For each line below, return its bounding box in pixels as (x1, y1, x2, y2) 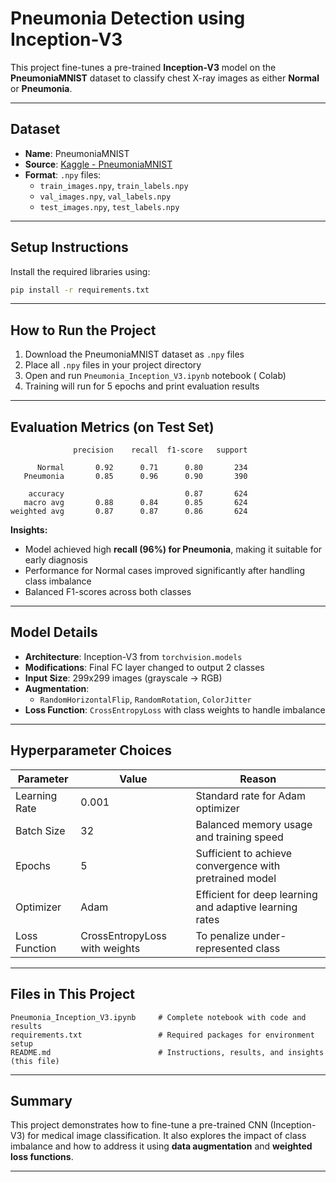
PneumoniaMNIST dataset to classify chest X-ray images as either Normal (10, 72, 320, 84)
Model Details (10, 624, 98, 641)
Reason (239, 772, 277, 786)
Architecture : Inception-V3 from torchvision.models (24, 650, 243, 662)
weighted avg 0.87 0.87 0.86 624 (10, 507, 248, 517)
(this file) (10, 1056, 60, 1066)
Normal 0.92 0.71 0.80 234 (36, 463, 248, 473)
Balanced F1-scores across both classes (24, 586, 192, 598)
